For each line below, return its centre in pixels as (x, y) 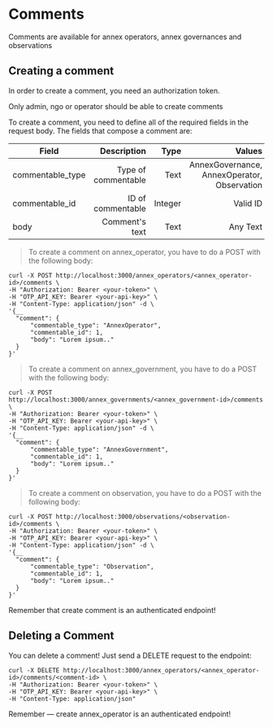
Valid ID (247, 203)
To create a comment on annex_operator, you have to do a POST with (145, 252)
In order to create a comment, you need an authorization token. (114, 90)
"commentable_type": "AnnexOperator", (95, 325)
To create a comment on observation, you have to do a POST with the (145, 493)
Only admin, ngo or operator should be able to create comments (116, 106)
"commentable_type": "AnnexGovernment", (99, 449)
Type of (131, 169)
